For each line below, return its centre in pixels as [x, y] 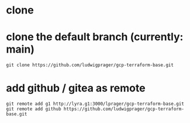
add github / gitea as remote [76, 88]
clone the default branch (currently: [95, 37]
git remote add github [34, 109]
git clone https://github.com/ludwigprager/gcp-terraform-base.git [90, 65]
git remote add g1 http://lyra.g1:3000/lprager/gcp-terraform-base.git [95, 104]
